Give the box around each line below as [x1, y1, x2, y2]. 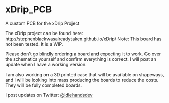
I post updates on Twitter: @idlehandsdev [5, 92, 93, 98]
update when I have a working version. [5, 61, 87, 67]
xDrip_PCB [5, 4, 52, 15]
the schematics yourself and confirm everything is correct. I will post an [5, 56, 157, 62]
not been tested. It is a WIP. [5, 41, 63, 47]
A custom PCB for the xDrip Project [5, 20, 80, 26]
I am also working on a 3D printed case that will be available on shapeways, [5, 71, 164, 77]
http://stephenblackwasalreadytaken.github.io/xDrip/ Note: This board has [5, 36, 162, 42]
